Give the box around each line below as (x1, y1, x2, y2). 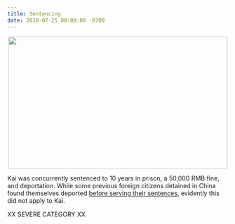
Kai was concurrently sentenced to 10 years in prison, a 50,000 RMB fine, (7, 173, 220, 183)
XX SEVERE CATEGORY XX (7, 210, 86, 218)
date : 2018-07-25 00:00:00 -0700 (7, 17, 105, 24)
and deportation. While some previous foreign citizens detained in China (7, 181, 216, 190)
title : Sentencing (7, 10, 61, 18)
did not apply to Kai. (7, 196, 65, 204)
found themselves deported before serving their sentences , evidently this (7, 189, 220, 197)
